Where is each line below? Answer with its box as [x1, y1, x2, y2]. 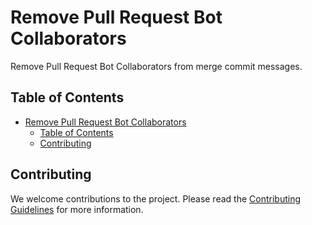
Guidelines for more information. [10, 203, 144, 215]
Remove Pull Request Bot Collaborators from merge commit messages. [10, 60, 303, 72]
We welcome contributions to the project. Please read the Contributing [10, 192, 301, 205]
